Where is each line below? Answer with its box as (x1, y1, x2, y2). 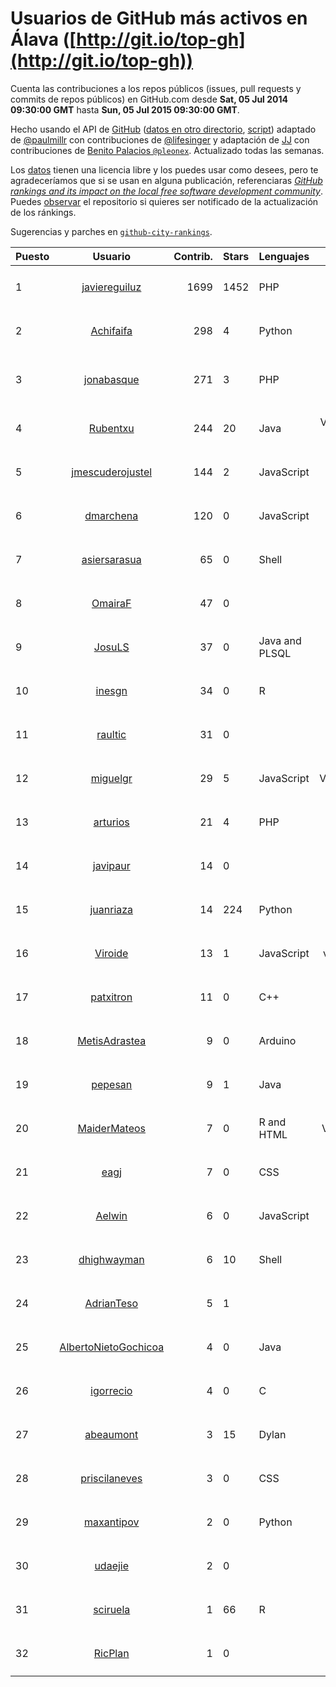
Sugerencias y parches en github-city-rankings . (10, 225, 213, 237)
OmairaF (91, 596, 132, 610)
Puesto (15, 249, 50, 263)
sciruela (93, 1602, 131, 1616)
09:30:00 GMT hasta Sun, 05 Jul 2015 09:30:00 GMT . (10, 103, 240, 116)
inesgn (95, 683, 128, 697)
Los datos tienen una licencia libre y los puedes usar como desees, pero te (10, 163, 319, 176)
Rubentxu (88, 421, 135, 435)
